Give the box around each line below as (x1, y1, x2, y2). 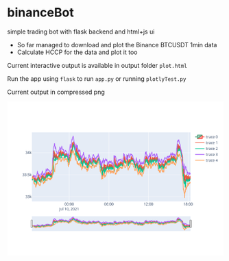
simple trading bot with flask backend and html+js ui (7, 27, 155, 36)
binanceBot (7, 5, 74, 21)
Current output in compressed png (7, 88, 105, 96)
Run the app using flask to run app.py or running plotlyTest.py (7, 74, 186, 83)
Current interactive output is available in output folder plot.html (7, 61, 187, 69)
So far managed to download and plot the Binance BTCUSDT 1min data (16, 40, 217, 49)
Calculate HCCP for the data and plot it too (16, 48, 138, 56)
